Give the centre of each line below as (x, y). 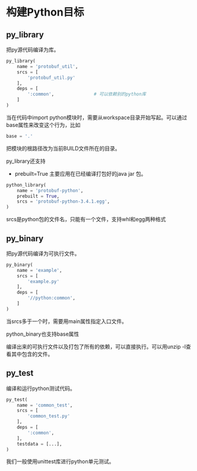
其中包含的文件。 (32, 354)
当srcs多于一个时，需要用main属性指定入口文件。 (67, 321)
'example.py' (44, 281)
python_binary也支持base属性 (43, 334)
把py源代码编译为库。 (33, 49)
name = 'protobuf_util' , (47, 66)
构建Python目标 (45, 12)
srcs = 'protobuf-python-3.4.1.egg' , (63, 202)
